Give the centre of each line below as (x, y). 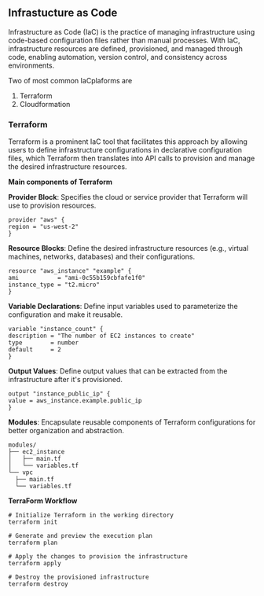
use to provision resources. (52, 206)
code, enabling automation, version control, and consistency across (118, 57)
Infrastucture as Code (63, 13)
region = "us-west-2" (44, 227)
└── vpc (21, 473)
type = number (44, 343)
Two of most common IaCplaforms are (70, 80)
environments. (31, 65)
